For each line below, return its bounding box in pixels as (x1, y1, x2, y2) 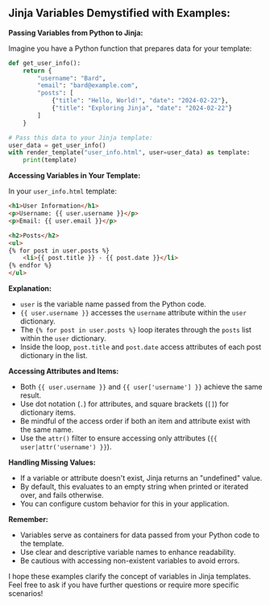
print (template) (23, 156, 78, 165)
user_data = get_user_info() (8, 141, 106, 149)
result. (19, 390, 42, 400)
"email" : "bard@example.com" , (37, 81, 139, 90)
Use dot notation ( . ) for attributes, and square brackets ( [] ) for (19, 399, 230, 409)
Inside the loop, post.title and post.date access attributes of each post (19, 342, 262, 352)
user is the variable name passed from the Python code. (19, 299, 207, 309)
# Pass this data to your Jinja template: (8, 133, 153, 142)
